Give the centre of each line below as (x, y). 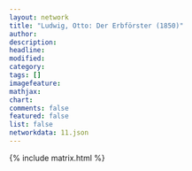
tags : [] (25, 75)
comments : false (39, 108)
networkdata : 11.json (49, 133)
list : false (31, 125)
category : (27, 67)
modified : (27, 58)
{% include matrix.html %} (57, 158)
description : (33, 42)
